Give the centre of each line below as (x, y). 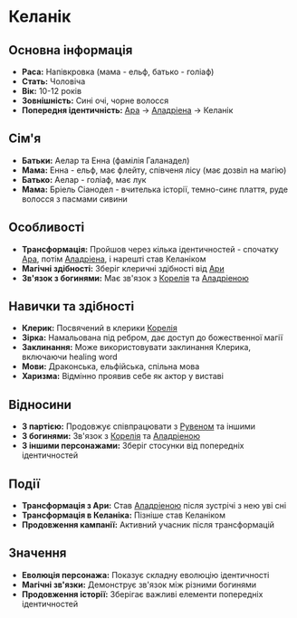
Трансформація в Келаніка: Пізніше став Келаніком (123, 515)
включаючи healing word (70, 357)
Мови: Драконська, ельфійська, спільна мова (110, 366)
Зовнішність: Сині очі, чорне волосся (95, 100)
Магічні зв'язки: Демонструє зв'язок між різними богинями (139, 585)
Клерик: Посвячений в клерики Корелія (99, 328)
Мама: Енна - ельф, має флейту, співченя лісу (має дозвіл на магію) (154, 170)
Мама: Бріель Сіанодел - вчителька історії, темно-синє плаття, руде (155, 189)
